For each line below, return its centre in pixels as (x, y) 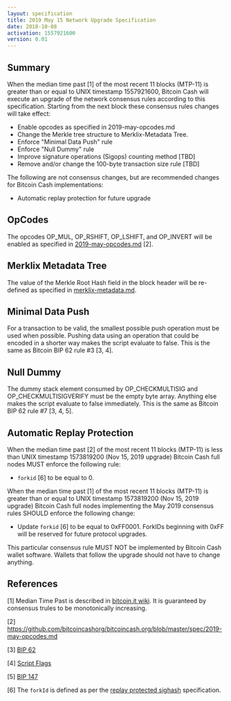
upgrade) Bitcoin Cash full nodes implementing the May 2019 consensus (111, 506)
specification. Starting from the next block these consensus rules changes (113, 106)
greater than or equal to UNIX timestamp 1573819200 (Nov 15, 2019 (103, 499)
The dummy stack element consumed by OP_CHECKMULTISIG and (103, 389)
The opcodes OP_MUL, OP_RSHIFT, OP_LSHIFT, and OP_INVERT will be (110, 236)
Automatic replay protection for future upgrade (84, 198)
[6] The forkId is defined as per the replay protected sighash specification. (114, 690)
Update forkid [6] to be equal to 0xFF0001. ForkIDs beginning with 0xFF (121, 527)
